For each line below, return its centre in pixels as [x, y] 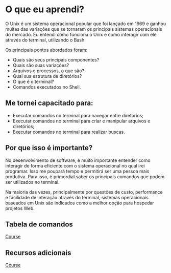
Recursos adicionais [38, 253]
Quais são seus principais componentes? [56, 59]
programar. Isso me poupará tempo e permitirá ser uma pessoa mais [77, 171]
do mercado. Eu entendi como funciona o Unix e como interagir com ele [81, 34]
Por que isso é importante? [49, 148]
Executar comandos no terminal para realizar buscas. [69, 132]
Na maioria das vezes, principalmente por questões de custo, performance [84, 192]
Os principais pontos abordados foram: [46, 50]
